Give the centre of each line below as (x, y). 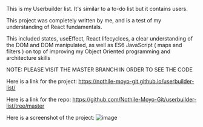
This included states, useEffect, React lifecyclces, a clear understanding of (99, 38)
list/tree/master (25, 106)
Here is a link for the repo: (39, 99)
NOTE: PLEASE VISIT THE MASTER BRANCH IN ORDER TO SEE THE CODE (99, 70)
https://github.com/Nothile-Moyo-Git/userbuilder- (135, 99)
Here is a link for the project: (42, 81)
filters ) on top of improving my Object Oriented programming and (88, 51)
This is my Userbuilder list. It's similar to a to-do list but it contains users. (97, 9)
